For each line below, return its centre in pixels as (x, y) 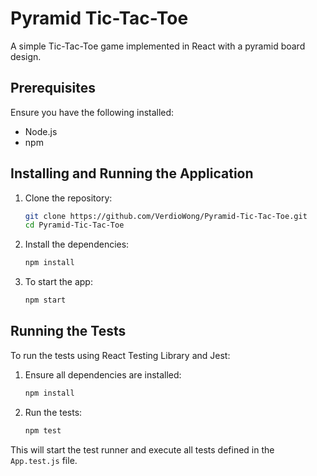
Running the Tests (68, 331)
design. (26, 56)
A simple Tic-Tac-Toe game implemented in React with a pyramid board (158, 46)
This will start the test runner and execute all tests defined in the (142, 449)
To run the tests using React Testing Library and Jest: (120, 355)
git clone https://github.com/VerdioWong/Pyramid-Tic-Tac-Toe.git (166, 216)
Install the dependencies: (77, 244)
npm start (45, 300)
